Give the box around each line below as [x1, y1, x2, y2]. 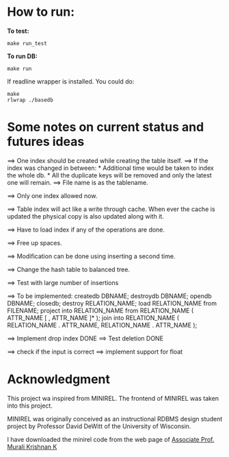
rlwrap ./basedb [7, 97, 53, 103]
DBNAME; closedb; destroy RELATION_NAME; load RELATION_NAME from [7, 299, 217, 307]
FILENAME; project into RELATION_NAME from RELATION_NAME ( [7, 306, 194, 314]
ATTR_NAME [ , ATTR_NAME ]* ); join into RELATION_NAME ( [7, 313, 180, 322]
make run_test [7, 40, 48, 47]
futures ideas [7, 134, 85, 149]
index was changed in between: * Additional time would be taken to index [7, 164, 214, 172]
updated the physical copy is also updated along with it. [7, 212, 164, 220]
